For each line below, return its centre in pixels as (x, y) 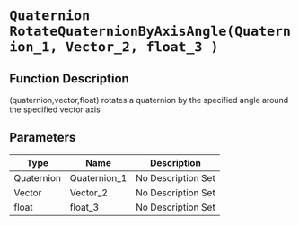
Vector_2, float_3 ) (142, 47)
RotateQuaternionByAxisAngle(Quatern (150, 32)
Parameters (43, 138)
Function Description (70, 78)
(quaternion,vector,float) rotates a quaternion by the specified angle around (149, 100)
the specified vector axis (55, 109)
